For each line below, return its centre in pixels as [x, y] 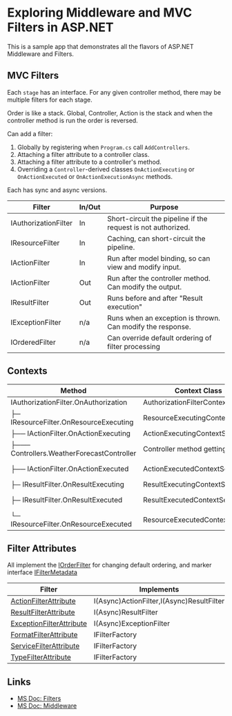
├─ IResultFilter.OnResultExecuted [67, 500]
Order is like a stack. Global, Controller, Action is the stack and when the [110, 113]
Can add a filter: [30, 133]
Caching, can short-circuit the [156, 238]
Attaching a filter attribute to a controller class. [83, 154]
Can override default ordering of [159, 338]
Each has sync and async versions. [57, 190]
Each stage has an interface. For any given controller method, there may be [114, 92]
